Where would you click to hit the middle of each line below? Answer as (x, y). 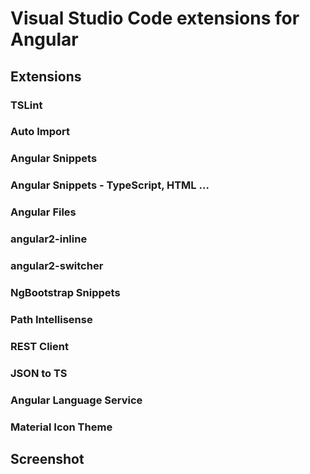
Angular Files (43, 212)
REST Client (39, 346)
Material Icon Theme (61, 427)
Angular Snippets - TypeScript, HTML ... (110, 185)
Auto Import (40, 132)
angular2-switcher (57, 266)
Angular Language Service (76, 400)
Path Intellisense (51, 319)
